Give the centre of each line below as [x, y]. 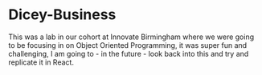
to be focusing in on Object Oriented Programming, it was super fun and [128, 45]
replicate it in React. [41, 62]
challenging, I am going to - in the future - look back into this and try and [129, 53]
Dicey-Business [62, 15]
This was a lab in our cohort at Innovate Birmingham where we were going [131, 37]
